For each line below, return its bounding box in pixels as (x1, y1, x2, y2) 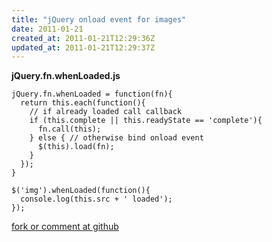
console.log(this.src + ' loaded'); (20, 194, 173, 205)
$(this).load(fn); (37, 142, 115, 152)
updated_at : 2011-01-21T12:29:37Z (11, 42, 156, 53)
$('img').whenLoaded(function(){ (11, 186, 151, 196)
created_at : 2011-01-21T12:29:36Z (11, 33, 156, 43)
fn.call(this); (37, 124, 102, 135)
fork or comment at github (11, 221, 119, 233)
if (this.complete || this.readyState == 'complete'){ (29, 116, 263, 126)
